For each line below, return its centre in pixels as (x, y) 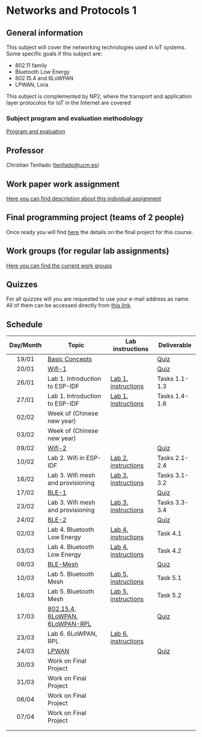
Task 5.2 (170, 595)
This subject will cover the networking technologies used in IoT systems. (96, 47)
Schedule (25, 324)
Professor (25, 151)
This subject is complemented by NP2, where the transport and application (99, 96)
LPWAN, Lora (32, 85)
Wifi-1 (57, 369)
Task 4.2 (170, 551)
